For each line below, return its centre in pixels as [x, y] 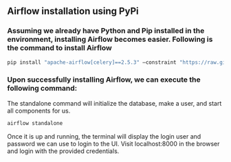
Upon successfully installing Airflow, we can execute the [104, 80]
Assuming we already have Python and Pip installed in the [106, 31]
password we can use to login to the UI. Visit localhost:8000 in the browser [113, 143]
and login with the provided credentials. [63, 151]
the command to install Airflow [59, 48]
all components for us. [39, 111]
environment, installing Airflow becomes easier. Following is [110, 39]
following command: [42, 89]
